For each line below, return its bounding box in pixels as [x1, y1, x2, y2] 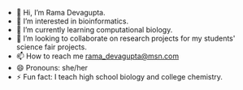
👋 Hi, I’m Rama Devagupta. [15, 8, 106, 17]
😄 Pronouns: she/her [15, 63, 88, 72]
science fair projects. [15, 42, 87, 52]
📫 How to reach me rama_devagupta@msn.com [15, 51, 180, 61]
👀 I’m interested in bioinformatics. [15, 16, 129, 26]
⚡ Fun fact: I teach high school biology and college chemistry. [15, 72, 223, 81]
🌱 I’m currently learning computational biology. [15, 25, 173, 34]
